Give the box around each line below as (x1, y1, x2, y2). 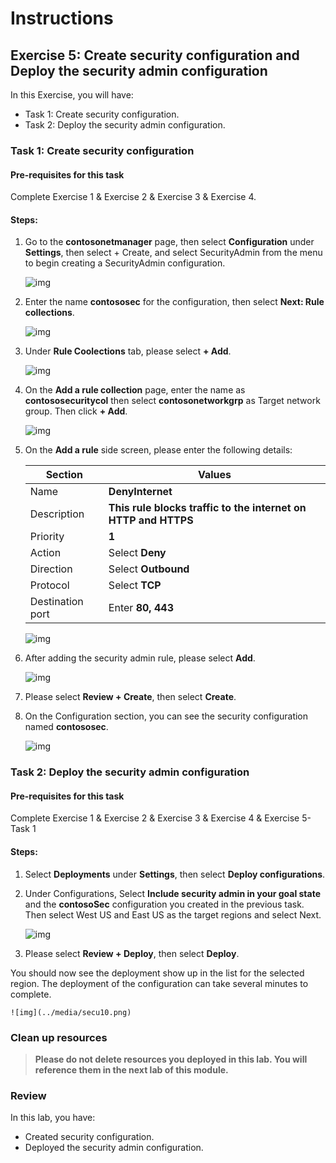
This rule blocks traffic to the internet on (108, 501, 307, 515)
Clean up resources (10, 1030, 108, 1044)
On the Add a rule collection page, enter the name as (24, 384, 246, 396)
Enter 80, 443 (108, 601, 174, 615)
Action (29, 546, 62, 560)
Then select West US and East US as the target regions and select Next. (24, 908, 322, 921)
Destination (29, 595, 84, 609)
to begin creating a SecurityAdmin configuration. (24, 257, 226, 269)
